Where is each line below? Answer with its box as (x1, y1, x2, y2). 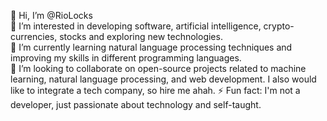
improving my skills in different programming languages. (10, 52, 242, 64)
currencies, (10, 31, 58, 42)
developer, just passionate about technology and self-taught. (10, 99, 262, 110)
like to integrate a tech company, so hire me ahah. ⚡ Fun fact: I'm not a (10, 85, 301, 96)
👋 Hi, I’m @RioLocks (10, 10, 93, 21)
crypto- (263, 20, 295, 32)
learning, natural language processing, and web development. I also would (10, 73, 317, 85)
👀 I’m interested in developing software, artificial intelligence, (10, 20, 262, 32)
